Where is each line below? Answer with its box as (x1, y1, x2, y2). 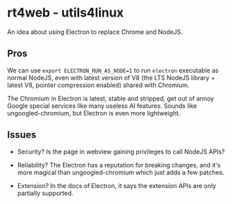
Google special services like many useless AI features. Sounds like (7, 102, 197, 110)
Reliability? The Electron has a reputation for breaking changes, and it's (17, 160, 221, 169)
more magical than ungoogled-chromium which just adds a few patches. (17, 168, 224, 176)
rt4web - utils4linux (7, 5, 124, 21)
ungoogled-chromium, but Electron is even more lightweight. (7, 109, 181, 117)
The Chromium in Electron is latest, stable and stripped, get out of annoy (7, 94, 215, 102)
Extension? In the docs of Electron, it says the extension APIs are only (17, 181, 217, 189)
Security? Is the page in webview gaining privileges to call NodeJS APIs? (17, 147, 225, 156)
